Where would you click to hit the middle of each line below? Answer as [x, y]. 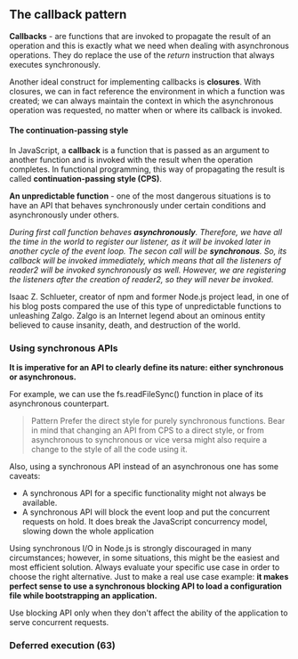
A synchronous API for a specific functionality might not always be [144, 493]
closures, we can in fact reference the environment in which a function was [147, 91]
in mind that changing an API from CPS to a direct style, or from [147, 430]
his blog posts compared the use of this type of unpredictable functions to [145, 306]
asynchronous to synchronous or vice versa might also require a [149, 440]
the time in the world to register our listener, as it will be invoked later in [140, 242]
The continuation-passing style [69, 130]
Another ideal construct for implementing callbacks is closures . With [135, 81]
